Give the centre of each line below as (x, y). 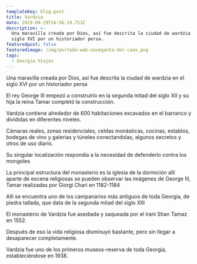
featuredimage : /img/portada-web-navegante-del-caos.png (77, 50)
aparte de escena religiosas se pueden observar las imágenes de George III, (98, 179)
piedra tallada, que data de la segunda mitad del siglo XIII (76, 202)
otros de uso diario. (30, 143)
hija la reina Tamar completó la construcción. (60, 101)
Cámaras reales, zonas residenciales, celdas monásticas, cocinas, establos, (98, 131)
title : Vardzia (25, 17)
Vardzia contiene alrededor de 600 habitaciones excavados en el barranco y (99, 113)
